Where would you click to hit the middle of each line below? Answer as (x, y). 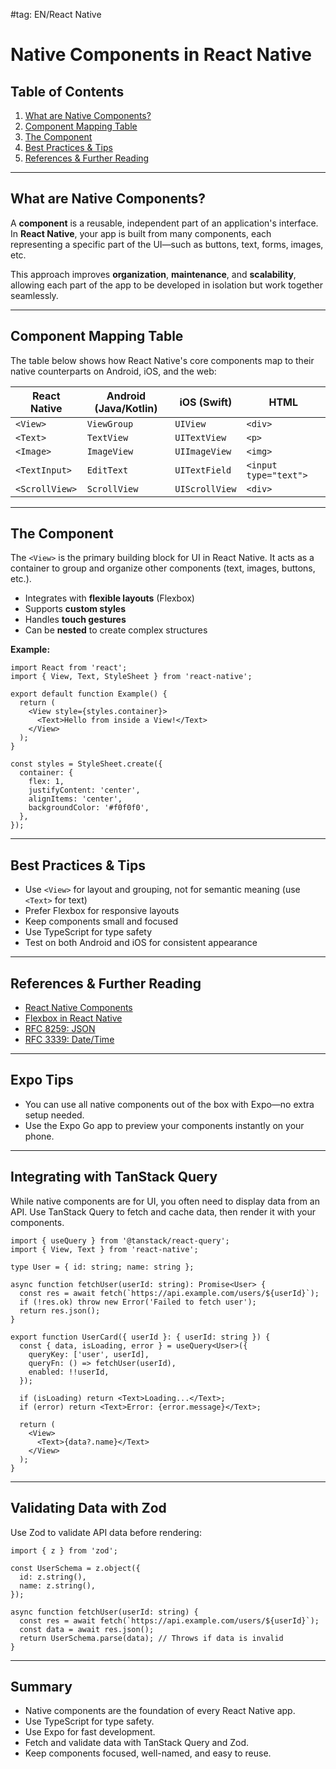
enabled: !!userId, (69, 1372)
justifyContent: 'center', (84, 790)
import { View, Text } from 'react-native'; (104, 1249)
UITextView (200, 437)
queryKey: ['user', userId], (89, 1354)
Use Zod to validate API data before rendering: (106, 1532)
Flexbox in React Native (73, 1018)
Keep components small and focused (101, 921)
